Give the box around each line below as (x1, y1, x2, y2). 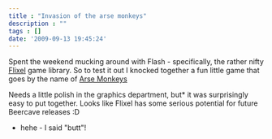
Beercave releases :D (8, 107, 80, 117)
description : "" (8, 20, 67, 28)
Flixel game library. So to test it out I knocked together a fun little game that (8, 66, 260, 76)
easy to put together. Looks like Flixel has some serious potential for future (8, 98, 258, 108)
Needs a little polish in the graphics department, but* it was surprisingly (8, 90, 249, 100)
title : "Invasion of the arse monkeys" (8, 11, 148, 20)
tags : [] (8, 27, 42, 35)
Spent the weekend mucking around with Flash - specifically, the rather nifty (8, 57, 264, 67)
